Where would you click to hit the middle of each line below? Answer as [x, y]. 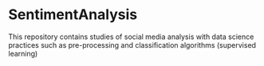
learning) [23, 53]
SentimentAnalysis [73, 15]
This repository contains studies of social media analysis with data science [131, 37]
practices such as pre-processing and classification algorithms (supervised [132, 45]
